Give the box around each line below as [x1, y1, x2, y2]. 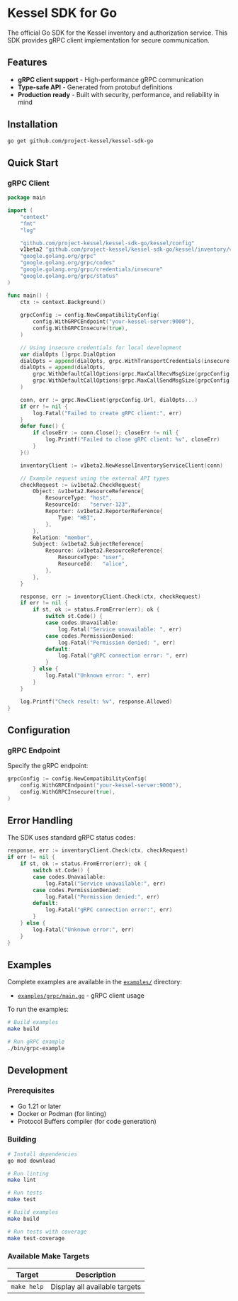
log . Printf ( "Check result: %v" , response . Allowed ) [20, 698, 173, 705]
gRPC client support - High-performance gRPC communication [17, 75, 204, 84]
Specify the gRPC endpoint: [7, 762, 89, 770]
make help [11, 1283, 44, 1290]
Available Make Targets [7, 1251, 90, 1261]
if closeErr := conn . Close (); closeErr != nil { [33, 429, 179, 437]
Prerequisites [7, 1086, 55, 1096]
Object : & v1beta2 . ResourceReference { [33, 488, 144, 495]
